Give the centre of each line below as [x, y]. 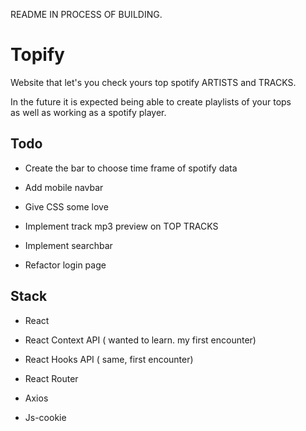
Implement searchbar [68, 245]
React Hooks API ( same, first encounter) [109, 359]
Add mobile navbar [64, 187]
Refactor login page [65, 265]
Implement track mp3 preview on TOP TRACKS [121, 226]
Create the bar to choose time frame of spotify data [131, 168]
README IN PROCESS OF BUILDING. [86, 14]
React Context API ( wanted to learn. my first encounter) [140, 340]
